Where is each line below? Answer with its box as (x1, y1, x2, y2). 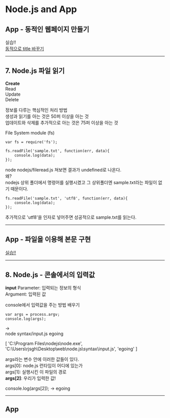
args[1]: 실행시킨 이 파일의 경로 (5, 369, 67, 375)
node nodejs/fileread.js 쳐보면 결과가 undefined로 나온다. (5, 166, 121, 173)
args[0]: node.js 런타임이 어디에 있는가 (5, 363, 83, 369)
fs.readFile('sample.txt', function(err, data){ (5, 148, 110, 153)
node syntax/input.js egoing (5, 330, 64, 337)
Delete (5, 96, 19, 102)
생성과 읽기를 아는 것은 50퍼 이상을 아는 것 (5, 113, 89, 119)
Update (5, 91, 21, 97)
